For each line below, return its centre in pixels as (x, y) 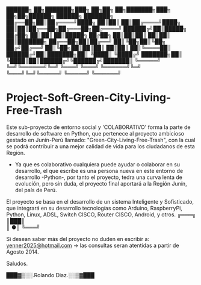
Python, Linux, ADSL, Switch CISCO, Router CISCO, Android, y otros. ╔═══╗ (101, 215)
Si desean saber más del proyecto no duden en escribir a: (78, 239)
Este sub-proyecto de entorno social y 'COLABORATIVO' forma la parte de (98, 127)
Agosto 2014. (23, 252)
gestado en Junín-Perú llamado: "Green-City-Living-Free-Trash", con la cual (101, 140)
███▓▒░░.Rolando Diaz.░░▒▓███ (51, 275)
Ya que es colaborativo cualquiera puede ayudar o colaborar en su (97, 164)
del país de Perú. (36, 190)
